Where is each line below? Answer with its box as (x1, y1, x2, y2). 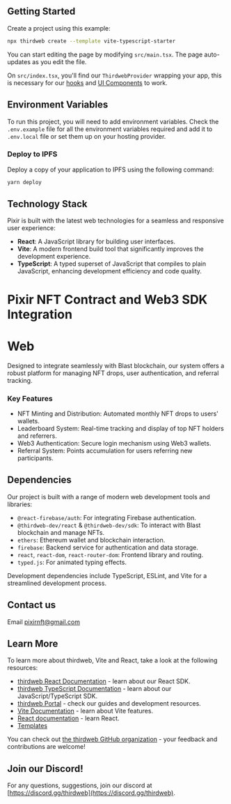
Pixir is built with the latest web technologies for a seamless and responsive (7, 216, 224, 225)
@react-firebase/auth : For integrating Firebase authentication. (17, 513, 197, 522)
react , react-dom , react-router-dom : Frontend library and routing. (17, 550, 204, 559)
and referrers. (17, 432, 57, 440)
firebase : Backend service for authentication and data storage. (17, 543, 198, 552)
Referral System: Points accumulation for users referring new (17, 446, 193, 455)
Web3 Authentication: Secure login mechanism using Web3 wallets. (17, 439, 212, 447)
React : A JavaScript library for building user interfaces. (17, 237, 176, 246)
